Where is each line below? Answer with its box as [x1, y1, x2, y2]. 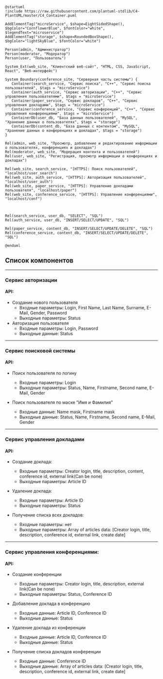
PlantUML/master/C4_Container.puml [5, 13, 77, 18]
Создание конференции [12, 571, 62, 577]
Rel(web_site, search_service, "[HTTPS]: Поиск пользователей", [5, 167, 138, 171]
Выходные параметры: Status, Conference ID [19, 591, 113, 597]
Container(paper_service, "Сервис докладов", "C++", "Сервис [11, 98, 138, 103]
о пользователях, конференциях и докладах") [5, 145, 97, 150]
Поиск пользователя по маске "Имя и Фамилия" [12, 399, 113, 405]
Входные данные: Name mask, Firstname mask [19, 409, 115, 415]
